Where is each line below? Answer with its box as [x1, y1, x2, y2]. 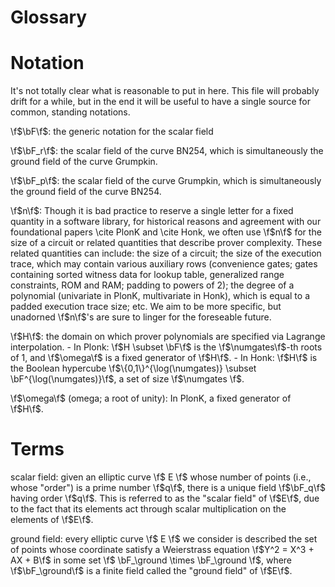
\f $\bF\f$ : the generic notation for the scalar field [10, 126, 214, 138]
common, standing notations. [10, 106, 131, 118]
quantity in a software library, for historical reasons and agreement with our [10, 216, 322, 228]
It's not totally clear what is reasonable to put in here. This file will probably [10, 85, 320, 97]
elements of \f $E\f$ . [10, 514, 94, 526]
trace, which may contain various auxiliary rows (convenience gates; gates [10, 258, 318, 270]
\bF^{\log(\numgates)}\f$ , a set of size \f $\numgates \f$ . [10, 373, 245, 385]
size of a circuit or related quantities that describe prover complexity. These [10, 237, 323, 249]
